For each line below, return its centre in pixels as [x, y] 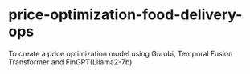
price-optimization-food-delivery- [125, 15]
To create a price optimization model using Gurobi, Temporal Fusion [121, 53]
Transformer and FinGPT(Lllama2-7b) [70, 62]
